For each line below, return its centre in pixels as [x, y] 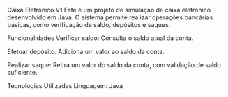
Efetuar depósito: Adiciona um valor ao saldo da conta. [86, 52]
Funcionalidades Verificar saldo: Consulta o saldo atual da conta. [100, 38]
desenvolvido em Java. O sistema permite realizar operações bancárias [110, 17]
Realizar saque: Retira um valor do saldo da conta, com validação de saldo [114, 65]
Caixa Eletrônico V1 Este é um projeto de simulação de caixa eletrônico [109, 10]
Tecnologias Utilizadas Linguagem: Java [65, 86]
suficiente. [22, 72]
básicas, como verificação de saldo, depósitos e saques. [89, 25]
